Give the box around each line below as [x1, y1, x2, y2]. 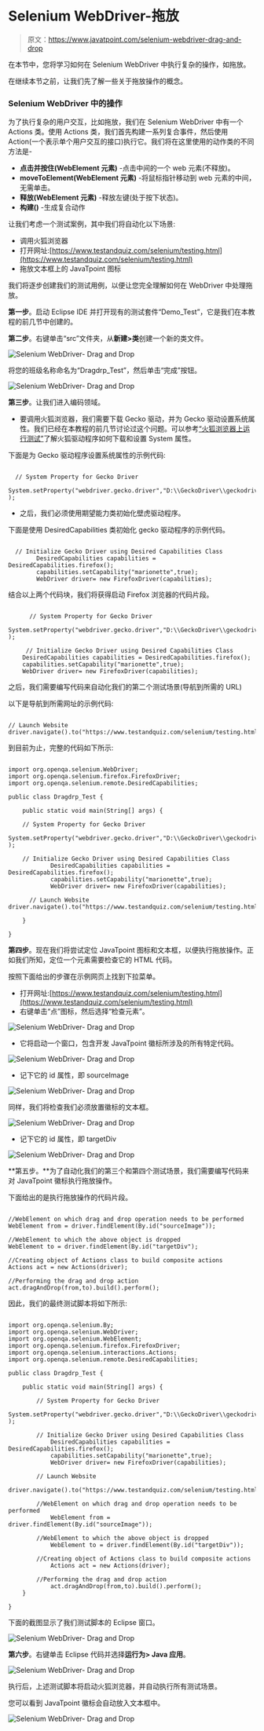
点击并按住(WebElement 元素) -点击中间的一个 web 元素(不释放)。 [19, 163, 235, 173]
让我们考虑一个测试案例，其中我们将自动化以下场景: [8, 219, 176, 229]
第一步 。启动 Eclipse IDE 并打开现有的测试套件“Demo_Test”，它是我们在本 [8, 307, 249, 317]
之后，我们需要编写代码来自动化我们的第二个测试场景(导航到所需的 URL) [8, 683, 242, 692]
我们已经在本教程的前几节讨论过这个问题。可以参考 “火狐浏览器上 [33, 424, 244, 434]
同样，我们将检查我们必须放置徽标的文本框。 [8, 1103, 153, 1112]
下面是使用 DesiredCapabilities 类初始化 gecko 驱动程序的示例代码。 [8, 525, 230, 535]
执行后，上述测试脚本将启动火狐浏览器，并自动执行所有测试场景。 [8, 1682, 222, 1691]
